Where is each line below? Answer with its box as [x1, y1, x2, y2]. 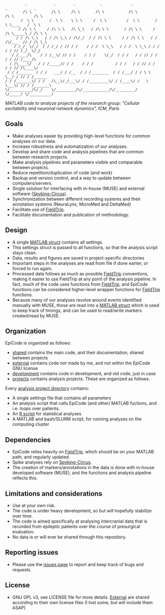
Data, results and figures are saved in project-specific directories [12, 255, 144, 261]
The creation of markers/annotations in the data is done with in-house [12, 465, 155, 471]
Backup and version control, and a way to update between [12, 175, 131, 181]
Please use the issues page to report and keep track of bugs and [12, 561, 144, 567]
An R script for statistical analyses [12, 411, 82, 417]
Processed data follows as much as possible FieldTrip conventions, [12, 270, 149, 276]
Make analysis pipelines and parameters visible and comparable [12, 159, 143, 165]
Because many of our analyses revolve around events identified [12, 297, 142, 303]
